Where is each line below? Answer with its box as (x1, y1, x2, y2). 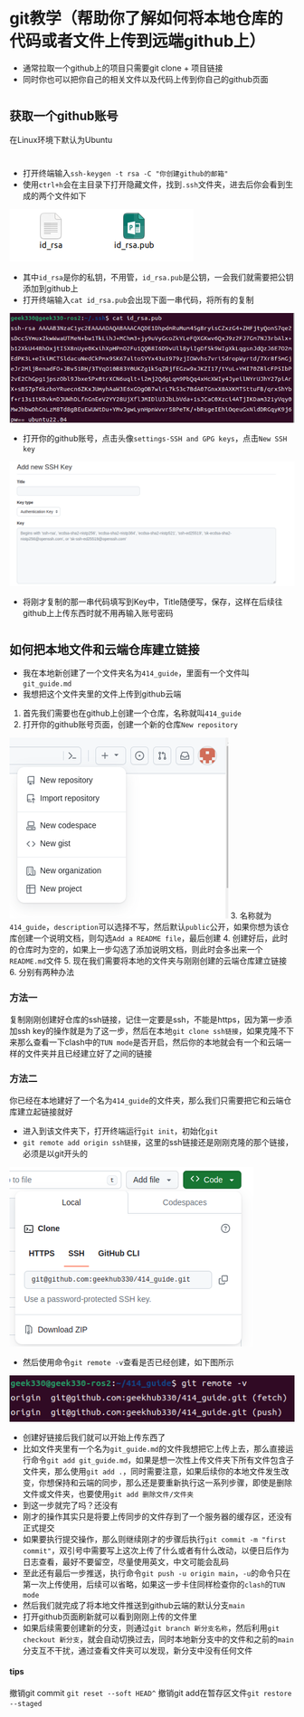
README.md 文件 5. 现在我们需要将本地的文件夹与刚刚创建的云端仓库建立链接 (9, 955, 288, 966)
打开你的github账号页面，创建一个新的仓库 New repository (22, 719, 238, 730)
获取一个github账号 (9, 109, 119, 124)
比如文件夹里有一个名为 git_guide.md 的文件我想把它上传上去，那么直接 (22, 1443, 286, 1454)
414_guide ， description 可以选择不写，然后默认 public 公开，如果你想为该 (9, 922, 282, 933)
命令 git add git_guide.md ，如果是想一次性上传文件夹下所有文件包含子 (30, 1454, 294, 1466)
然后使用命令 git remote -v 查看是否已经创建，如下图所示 (22, 1356, 234, 1367)
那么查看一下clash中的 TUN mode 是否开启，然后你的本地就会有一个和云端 (16, 1037, 284, 1048)
